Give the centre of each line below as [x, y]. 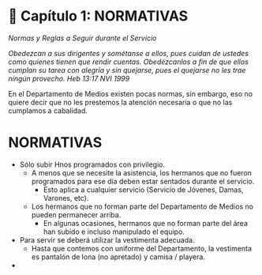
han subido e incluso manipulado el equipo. [114, 232]
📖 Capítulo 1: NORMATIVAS [98, 16]
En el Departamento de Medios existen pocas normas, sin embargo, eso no [131, 93]
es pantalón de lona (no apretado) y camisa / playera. [118, 257]
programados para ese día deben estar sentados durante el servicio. [143, 181]
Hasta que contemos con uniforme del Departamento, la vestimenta [142, 248]
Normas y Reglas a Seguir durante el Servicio [82, 38]
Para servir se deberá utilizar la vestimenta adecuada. [107, 239]
